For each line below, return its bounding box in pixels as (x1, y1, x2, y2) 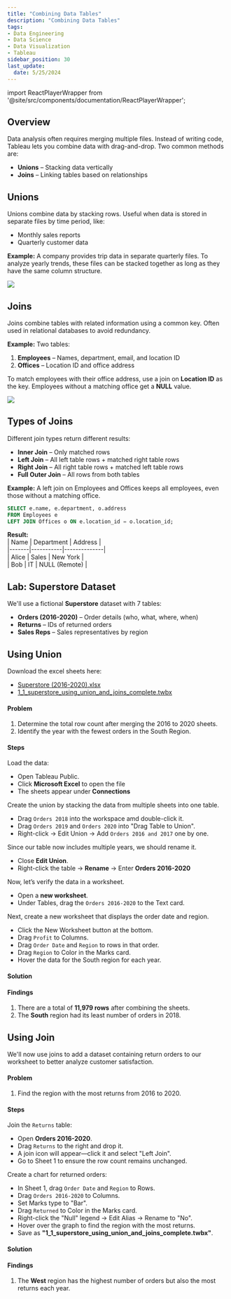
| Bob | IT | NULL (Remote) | (7, 560, 87, 569)
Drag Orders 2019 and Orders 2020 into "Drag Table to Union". (17, 822, 196, 831)
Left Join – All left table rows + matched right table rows (17, 455, 180, 463)
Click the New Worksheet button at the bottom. (17, 926, 153, 935)
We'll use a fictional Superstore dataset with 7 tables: (7, 600, 162, 608)
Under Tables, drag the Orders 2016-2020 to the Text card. (17, 899, 185, 907)
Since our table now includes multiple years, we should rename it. (7, 843, 197, 852)
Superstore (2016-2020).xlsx (17, 680, 101, 689)
